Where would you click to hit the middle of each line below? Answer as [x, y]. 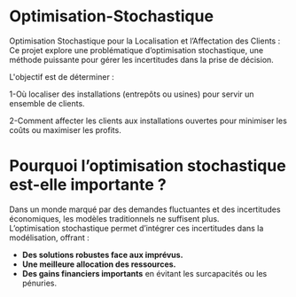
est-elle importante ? [88, 185]
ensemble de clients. [47, 103]
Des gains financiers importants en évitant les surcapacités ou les [144, 273]
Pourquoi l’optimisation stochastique [148, 166]
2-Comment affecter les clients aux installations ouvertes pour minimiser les [148, 121]
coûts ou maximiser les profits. [65, 129]
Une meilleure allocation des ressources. [99, 264]
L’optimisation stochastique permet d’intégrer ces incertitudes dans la [136, 228]
